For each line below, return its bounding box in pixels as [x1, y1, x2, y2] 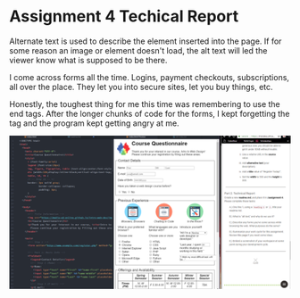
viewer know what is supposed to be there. [9, 54, 168, 65]
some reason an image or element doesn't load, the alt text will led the [9, 45, 268, 55]
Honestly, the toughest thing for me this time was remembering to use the [9, 98, 281, 109]
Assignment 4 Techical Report [9, 6, 239, 27]
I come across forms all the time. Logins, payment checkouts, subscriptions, [9, 71, 290, 82]
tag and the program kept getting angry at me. [9, 118, 180, 128]
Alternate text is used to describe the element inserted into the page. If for [9, 36, 282, 46]
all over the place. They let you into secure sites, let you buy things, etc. [9, 81, 274, 92]
